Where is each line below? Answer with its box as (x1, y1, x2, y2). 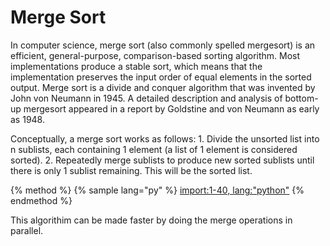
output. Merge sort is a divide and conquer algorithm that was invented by (10, 81, 316, 93)
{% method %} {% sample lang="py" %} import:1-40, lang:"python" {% (10, 184, 305, 196)
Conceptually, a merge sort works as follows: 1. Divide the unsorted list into (10, 132, 320, 145)
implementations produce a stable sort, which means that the (10, 60, 263, 72)
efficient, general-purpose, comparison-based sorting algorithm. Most (10, 49, 301, 61)
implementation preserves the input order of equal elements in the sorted (10, 71, 312, 83)
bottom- (284, 92, 319, 104)
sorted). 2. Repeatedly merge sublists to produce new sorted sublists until (10, 154, 315, 166)
